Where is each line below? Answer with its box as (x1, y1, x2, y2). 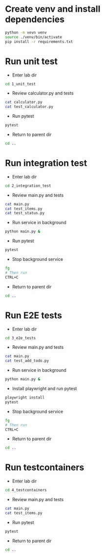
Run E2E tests (5, 310, 63, 321)
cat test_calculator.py (5, 104, 54, 109)
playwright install (5, 395, 45, 400)
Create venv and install (5, 3, 101, 15)
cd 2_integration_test (5, 183, 51, 188)
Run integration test (5, 158, 87, 169)
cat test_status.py (5, 211, 45, 216)
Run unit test (5, 55, 58, 67)
